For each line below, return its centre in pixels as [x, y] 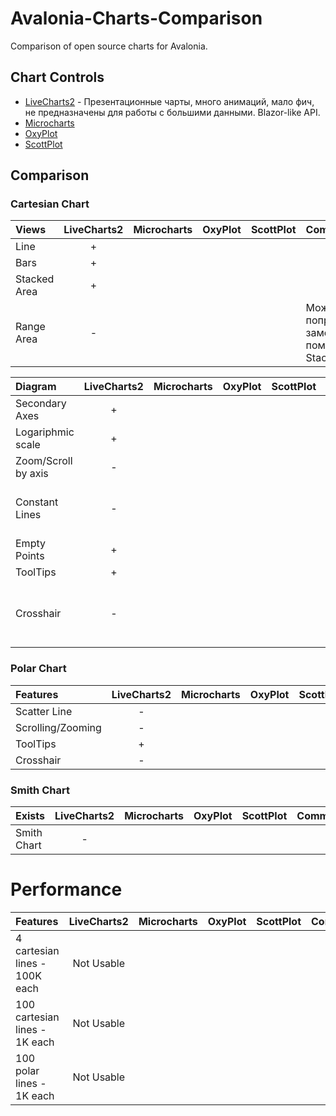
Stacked [35, 279]
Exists [30, 816]
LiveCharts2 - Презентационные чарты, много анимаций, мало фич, [169, 101]
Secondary [41, 404]
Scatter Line [44, 711]
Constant [37, 502]
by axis [32, 474]
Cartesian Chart [50, 204]
